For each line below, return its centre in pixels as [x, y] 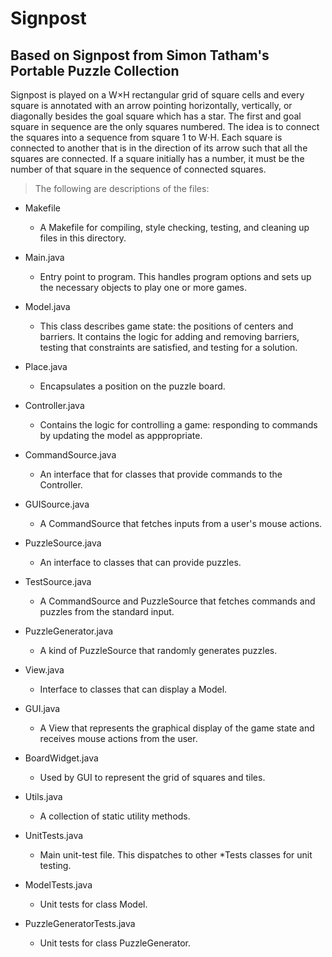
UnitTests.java [54, 835]
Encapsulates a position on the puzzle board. [132, 386]
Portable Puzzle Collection [95, 70]
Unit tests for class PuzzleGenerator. [115, 943]
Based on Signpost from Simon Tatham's [140, 55]
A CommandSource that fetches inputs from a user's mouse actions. [181, 523]
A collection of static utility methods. [115, 816]
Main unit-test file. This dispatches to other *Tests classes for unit [176, 855]
